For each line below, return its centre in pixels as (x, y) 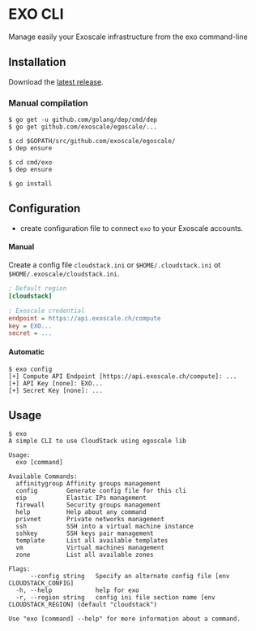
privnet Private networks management (90, 520)
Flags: (19, 569)
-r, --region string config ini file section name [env (116, 598)
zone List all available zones (85, 555)
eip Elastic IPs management (81, 498)
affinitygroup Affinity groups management (88, 484)
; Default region (38, 289)
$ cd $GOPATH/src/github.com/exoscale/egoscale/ (92, 141)
